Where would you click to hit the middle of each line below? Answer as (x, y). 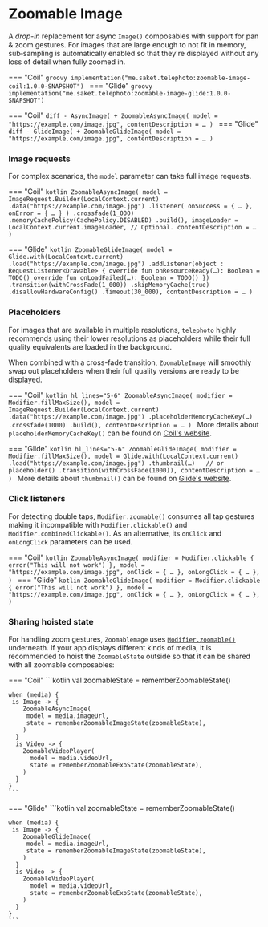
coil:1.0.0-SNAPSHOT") (46, 86)
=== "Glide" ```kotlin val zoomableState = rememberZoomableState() (122, 808)
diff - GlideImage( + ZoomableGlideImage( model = (95, 132)
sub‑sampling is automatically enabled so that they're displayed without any (134, 53)
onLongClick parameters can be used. (71, 541)
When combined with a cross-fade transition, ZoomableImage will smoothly (130, 362)
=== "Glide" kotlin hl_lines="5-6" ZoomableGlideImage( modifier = (122, 448)
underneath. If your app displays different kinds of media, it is (110, 648)
